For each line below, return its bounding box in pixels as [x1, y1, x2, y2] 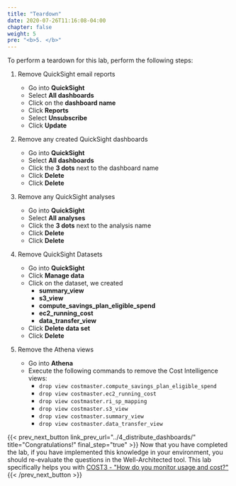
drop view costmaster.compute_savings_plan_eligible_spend [38, 383, 218, 390]
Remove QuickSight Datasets [17, 250, 103, 259]
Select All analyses [28, 214, 86, 222]
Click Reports [28, 106, 69, 115]
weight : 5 [7, 30, 37, 38]
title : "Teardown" [7, 10, 62, 18]
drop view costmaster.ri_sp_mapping [38, 398, 147, 405]
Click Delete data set [28, 324, 91, 333]
